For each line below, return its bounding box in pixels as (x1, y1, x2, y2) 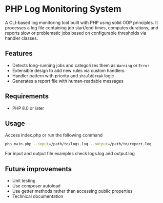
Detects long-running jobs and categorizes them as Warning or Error (12, 62, 150, 68)
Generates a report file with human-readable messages (12, 78, 123, 84)
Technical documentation (12, 193, 63, 199)
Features (5, 49, 33, 58)
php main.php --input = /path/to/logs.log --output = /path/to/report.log (5, 142, 152, 147)
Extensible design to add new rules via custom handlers (12, 68, 124, 73)
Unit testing (12, 178, 36, 184)
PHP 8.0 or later (12, 105, 44, 111)
